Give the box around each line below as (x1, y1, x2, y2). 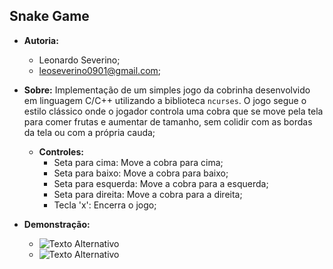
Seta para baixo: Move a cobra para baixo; (53, 167, 229, 179)
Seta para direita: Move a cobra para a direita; (53, 188, 243, 200)
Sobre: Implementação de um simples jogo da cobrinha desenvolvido (23, 84, 311, 96)
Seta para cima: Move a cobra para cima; (53, 156, 224, 168)
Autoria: (23, 34, 59, 46)
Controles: (38, 145, 84, 158)
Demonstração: (23, 218, 91, 230)
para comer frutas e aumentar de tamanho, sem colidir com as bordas (23, 115, 313, 128)
